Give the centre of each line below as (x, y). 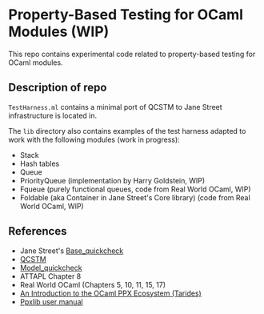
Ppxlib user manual (51, 301)
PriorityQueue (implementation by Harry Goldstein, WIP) (112, 180)
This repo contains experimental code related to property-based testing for (132, 54)
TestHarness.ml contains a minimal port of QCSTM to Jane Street (115, 107)
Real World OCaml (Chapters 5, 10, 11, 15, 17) (93, 284)
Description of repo (58, 88)
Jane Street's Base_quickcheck (72, 251)
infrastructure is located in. (53, 115)
